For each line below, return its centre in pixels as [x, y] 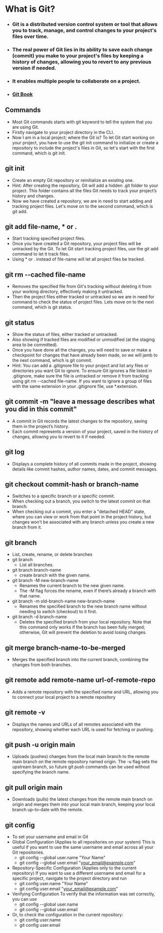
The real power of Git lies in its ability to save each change [82, 50]
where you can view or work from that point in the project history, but [81, 517]
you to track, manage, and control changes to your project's [84, 30]
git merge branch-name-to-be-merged [65, 648]
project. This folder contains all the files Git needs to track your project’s [84, 190]
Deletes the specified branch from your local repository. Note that [85, 622]
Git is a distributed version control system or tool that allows [85, 24]
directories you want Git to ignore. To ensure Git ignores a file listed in [82, 371]
